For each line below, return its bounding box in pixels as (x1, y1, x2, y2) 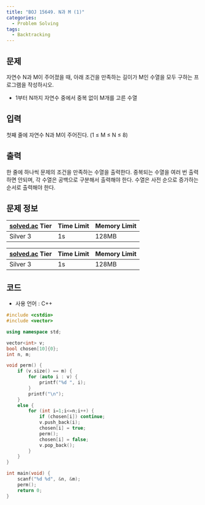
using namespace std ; (6, 328, 62, 335)
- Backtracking (12, 32, 51, 38)
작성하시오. (27, 81, 54, 88)
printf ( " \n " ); (28, 390, 64, 397)
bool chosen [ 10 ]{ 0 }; (6, 346, 59, 352)
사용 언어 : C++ (15, 300, 53, 307)
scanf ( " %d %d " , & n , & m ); (17, 476, 81, 482)
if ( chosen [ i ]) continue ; (39, 414, 105, 420)
